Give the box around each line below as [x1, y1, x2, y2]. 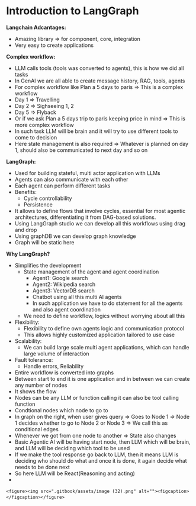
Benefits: [14, 188, 37, 195]
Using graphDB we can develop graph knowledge [14, 233, 136, 240]
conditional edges [14, 425, 59, 432]
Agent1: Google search [32, 274, 88, 281]
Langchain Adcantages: [6, 24, 66, 31]
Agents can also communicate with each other [14, 176, 128, 183]
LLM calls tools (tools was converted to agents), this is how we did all [14, 64, 184, 72]
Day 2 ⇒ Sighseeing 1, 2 [14, 102, 74, 109]
